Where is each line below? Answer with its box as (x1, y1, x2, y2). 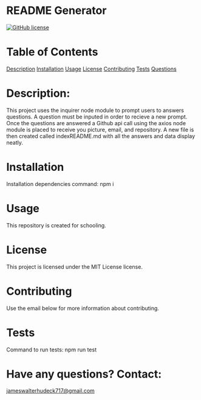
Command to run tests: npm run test (6, 346, 97, 353)
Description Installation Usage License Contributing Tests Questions (6, 65, 177, 72)
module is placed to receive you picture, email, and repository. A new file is (6, 126, 194, 133)
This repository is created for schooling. (6, 221, 106, 229)
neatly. (6, 139, 23, 146)
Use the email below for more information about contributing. (6, 305, 160, 312)
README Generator (6, 4, 107, 18)
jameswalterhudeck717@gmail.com (6, 387, 95, 395)
